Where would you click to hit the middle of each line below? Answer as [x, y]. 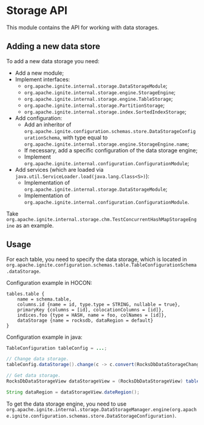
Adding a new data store [53, 46]
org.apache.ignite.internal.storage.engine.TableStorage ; [98, 98]
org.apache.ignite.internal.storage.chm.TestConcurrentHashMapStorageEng [102, 219]
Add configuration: [39, 118]
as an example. [35, 225]
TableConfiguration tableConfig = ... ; [57, 348]
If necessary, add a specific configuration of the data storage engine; [111, 150]
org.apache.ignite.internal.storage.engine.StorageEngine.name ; [107, 144]
